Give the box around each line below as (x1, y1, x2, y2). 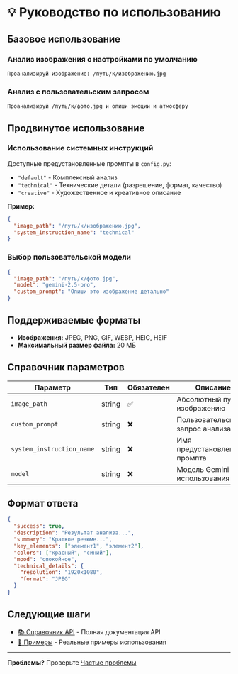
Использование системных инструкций (7, 143, 154, 153)
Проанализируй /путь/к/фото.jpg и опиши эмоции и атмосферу (7, 103, 189, 110)
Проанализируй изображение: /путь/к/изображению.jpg (7, 70, 166, 77)
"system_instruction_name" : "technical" (13, 228, 135, 236)
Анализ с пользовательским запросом (7, 87, 149, 96)
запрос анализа (176, 424, 232, 433)
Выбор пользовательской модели (7, 253, 131, 263)
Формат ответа (7, 497, 79, 509)
